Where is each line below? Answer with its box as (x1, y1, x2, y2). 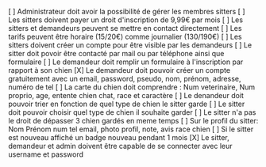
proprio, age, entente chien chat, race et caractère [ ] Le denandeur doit (8, 91, 245, 100)
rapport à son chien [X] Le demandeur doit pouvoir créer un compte (8, 66, 231, 74)
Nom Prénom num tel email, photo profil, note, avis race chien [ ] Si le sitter (8, 124, 254, 134)
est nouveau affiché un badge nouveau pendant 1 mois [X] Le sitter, (8, 133, 230, 142)
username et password (8, 150, 84, 159)
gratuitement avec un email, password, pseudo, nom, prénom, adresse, (8, 74, 241, 83)
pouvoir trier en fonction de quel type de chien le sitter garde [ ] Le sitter (8, 99, 245, 108)
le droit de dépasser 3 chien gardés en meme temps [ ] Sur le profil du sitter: (8, 116, 259, 125)
